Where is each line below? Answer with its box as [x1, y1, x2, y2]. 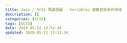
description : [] [5, 12, 39, 17]
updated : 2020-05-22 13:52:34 [5, 30, 69, 35]
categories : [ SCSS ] [5, 16, 46, 21]
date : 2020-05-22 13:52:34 [5, 26, 62, 31]
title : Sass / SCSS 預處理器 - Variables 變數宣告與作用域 [5, 7, 122, 12]
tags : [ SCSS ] [5, 21, 33, 26]
